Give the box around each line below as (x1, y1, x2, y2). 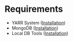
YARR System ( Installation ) (11, 20, 66, 26)
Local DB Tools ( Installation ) (11, 30, 69, 36)
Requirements (4, 3, 63, 15)
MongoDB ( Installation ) (11, 25, 58, 31)
